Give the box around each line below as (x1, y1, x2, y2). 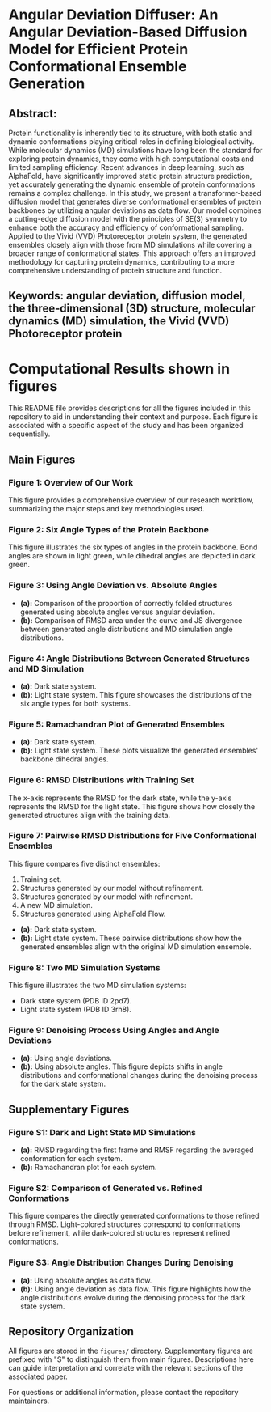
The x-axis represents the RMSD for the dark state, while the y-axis (8, 793, 232, 803)
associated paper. (8, 1372, 69, 1381)
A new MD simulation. (19, 900, 93, 910)
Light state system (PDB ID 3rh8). (19, 1005, 131, 1015)
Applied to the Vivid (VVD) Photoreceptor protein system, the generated (8, 231, 248, 240)
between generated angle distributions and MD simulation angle (19, 624, 233, 634)
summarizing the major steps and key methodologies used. (8, 504, 205, 514)
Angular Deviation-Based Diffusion (8, 23, 248, 41)
